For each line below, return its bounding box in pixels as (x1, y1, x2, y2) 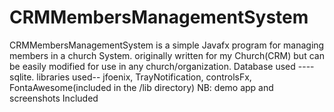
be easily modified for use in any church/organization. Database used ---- (9, 60, 315, 72)
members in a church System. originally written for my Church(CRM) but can (9, 49, 325, 61)
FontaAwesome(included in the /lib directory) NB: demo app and (9, 81, 274, 93)
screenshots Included (9, 92, 99, 104)
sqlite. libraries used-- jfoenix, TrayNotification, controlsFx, (9, 71, 252, 83)
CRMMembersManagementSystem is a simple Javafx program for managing (9, 39, 325, 51)
